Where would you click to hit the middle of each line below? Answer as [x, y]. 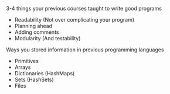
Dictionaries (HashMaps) [45, 73]
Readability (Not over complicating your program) [74, 20]
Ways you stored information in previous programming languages [85, 50]
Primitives [27, 61]
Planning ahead [33, 26]
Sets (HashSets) [34, 79]
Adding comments [37, 32]
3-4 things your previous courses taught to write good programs [84, 8]
